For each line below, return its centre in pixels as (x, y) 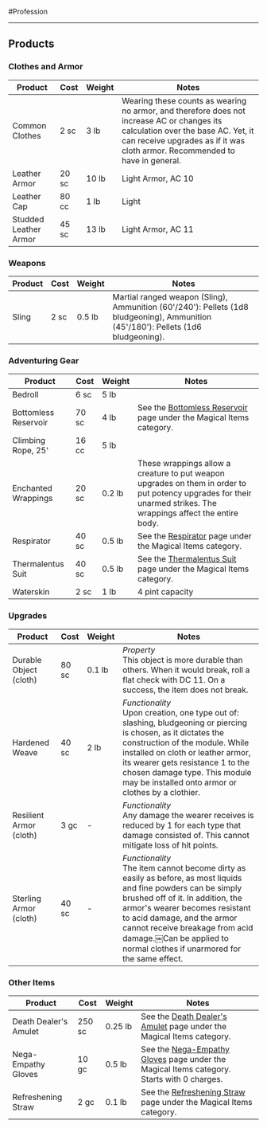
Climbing (29, 441)
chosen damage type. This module (187, 772)
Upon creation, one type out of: (181, 712)
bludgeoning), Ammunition (162, 316)
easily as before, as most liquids (182, 878)
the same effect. (153, 958)
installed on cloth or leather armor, (187, 752)
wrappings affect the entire (188, 513)
